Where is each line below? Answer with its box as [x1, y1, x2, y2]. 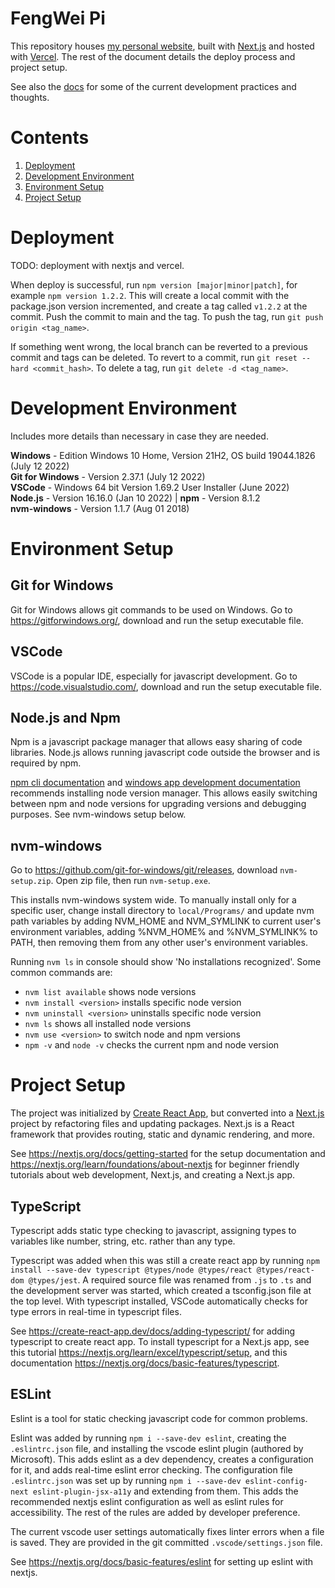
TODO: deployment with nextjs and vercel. [10, 259, 185, 271]
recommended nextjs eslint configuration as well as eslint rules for [10, 1495, 284, 1507]
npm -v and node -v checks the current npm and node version [24, 1039, 280, 1051]
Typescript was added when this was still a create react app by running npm [10, 1254, 320, 1266]
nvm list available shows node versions [24, 986, 197, 998]
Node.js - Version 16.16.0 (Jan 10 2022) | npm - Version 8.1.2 [10, 492, 261, 504]
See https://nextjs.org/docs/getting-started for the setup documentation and [10, 1148, 326, 1160]
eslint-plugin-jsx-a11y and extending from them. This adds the [32, 1485, 299, 1497]
